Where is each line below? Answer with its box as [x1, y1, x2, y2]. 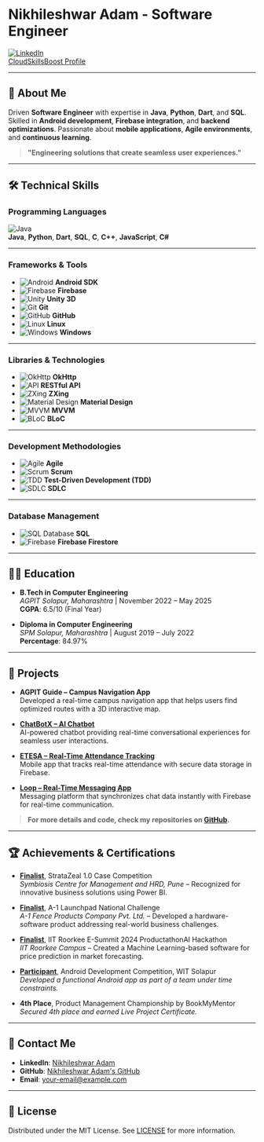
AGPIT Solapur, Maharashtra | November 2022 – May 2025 [19, 596, 212, 606]
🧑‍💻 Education [8, 567, 75, 580]
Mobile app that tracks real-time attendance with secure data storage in [19, 760, 252, 769]
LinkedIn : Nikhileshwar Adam [19, 1058, 115, 1067]
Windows [59, 328, 92, 337]
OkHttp [52, 372, 77, 382]
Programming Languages [8, 207, 108, 218]
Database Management [8, 511, 100, 522]
